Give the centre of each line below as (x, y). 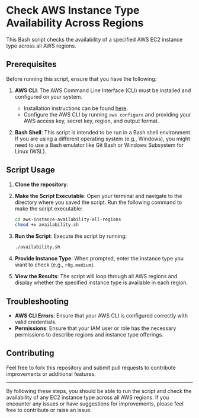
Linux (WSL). (31, 151)
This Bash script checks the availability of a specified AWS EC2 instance (94, 39)
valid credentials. (36, 322)
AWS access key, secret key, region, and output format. (91, 121)
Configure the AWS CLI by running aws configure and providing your (107, 114)
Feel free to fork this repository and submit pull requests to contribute (91, 367)
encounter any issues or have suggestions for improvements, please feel (95, 403)
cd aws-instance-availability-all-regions (68, 219)
